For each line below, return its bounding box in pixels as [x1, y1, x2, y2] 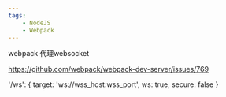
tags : [8, 11, 26, 20]
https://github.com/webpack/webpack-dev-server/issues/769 [8, 65, 209, 74]
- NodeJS [22, 19, 51, 27]
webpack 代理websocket [8, 49, 89, 58]
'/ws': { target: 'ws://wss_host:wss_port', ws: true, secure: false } [8, 80, 219, 89]
